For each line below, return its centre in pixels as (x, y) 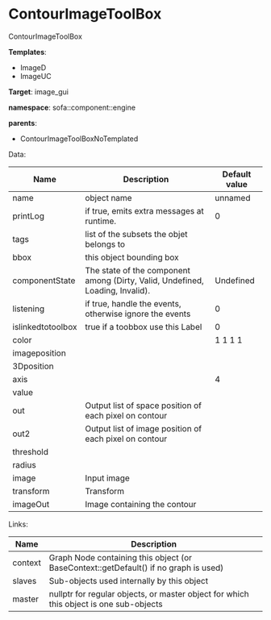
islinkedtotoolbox (45, 327)
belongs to (105, 244)
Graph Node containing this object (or (120, 557)
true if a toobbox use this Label (143, 327)
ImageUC (36, 76)
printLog (28, 216)
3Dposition (33, 366)
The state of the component (138, 270)
